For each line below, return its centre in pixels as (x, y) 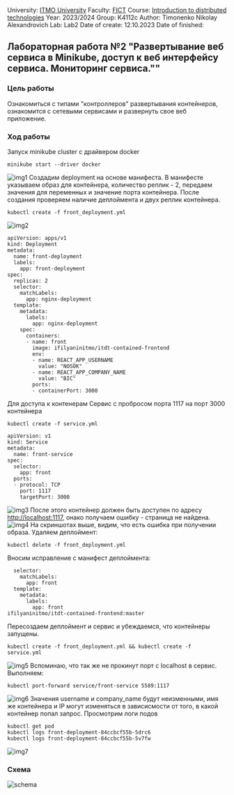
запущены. (23, 633)
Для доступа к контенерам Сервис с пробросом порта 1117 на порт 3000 (116, 403)
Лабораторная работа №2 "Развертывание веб (116, 47)
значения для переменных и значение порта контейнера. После (103, 192)
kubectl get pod (31, 726)
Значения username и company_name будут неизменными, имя (125, 698)
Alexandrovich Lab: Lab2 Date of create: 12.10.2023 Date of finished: (106, 25)
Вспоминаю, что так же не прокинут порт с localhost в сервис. (124, 665)
